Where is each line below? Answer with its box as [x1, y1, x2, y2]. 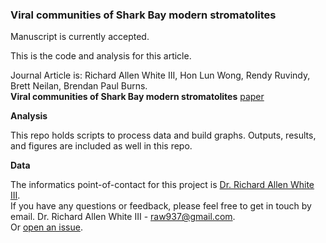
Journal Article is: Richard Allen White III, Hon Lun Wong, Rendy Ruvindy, [10, 69, 311, 82]
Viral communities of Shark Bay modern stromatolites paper [10, 91, 265, 103]
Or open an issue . [10, 221, 83, 233]
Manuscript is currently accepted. [10, 31, 150, 43]
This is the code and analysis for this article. [10, 50, 192, 62]
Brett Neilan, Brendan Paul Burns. [10, 80, 148, 92]
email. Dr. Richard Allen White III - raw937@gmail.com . [10, 211, 236, 223]
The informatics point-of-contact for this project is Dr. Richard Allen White [10, 179, 315, 191]
